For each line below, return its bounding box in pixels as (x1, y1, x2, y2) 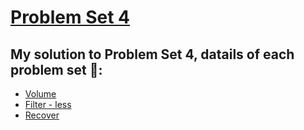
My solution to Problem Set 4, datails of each (10, 46, 295, 63)
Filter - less (24, 99, 72, 110)
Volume (24, 88, 57, 100)
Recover (24, 109, 60, 121)
